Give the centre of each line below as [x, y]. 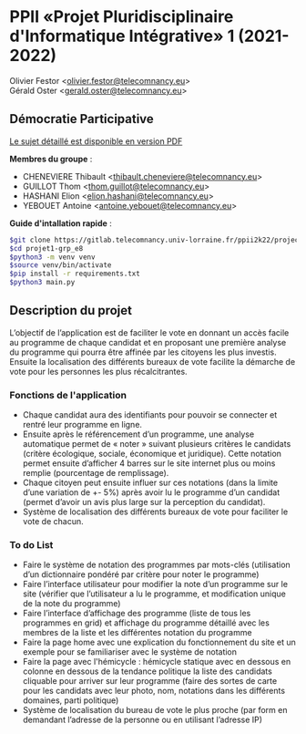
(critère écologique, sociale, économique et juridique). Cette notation [152, 454]
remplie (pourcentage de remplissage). [96, 473]
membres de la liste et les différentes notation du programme [137, 633]
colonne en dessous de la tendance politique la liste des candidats [148, 671]
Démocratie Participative [82, 119]
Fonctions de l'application [68, 395]
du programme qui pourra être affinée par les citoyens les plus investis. [143, 352]
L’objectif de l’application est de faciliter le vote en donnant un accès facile [149, 332]
